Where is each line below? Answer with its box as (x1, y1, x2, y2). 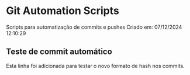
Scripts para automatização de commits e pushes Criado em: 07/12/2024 (6, 23, 182, 30)
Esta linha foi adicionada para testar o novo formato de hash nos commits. (6, 62, 185, 69)
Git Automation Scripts (6, 4, 120, 18)
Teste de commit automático (6, 47, 112, 57)
